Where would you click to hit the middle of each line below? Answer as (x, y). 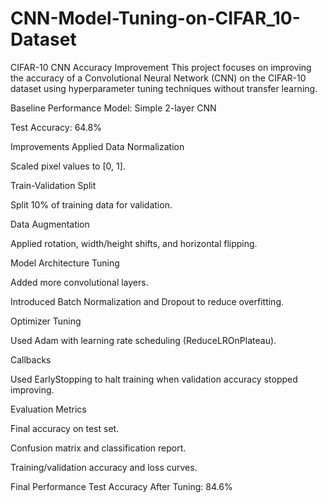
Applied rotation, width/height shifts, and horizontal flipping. (134, 243)
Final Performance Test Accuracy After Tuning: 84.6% (121, 486)
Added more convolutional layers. (79, 282)
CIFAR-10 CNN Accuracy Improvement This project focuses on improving (161, 67)
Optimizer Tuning (46, 321)
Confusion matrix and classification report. (98, 448)
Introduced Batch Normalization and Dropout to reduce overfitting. (147, 301)
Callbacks (31, 359)
